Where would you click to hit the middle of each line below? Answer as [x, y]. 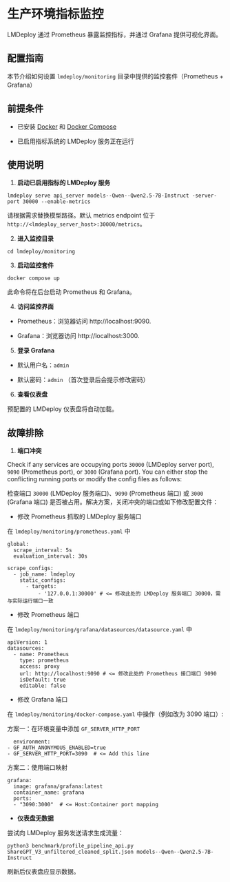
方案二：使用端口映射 [37, 768]
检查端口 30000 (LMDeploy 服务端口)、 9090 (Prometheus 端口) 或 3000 [105, 494]
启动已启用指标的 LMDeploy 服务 [64, 182]
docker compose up [33, 279]
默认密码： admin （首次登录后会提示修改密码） [83, 380]
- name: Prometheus [41, 655]
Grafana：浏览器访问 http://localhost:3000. [78, 336]
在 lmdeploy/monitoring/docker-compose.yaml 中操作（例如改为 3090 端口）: [115, 714]
